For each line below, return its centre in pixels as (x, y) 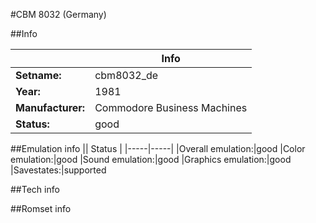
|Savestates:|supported (58, 170)
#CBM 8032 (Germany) (58, 14)
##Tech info (35, 189)
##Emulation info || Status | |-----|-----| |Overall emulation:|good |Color (158, 148)
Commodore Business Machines (171, 107)
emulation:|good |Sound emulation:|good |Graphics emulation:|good (151, 159)
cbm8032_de (126, 75)
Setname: (38, 75)
